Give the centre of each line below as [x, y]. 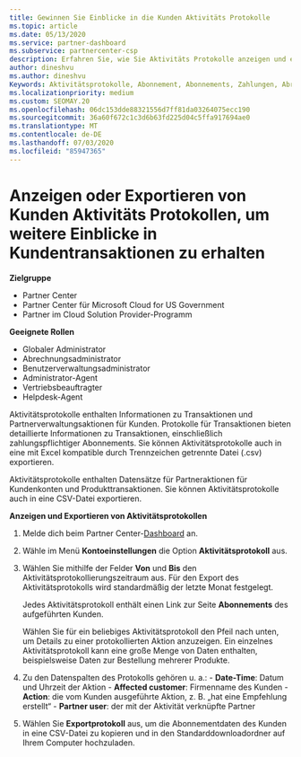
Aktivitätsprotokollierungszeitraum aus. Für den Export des [130, 577]
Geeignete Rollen [42, 331]
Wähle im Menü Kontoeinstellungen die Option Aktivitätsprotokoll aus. [155, 550]
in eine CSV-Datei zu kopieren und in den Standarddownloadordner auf [154, 733]
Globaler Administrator [64, 349]
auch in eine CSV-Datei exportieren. [75, 498]
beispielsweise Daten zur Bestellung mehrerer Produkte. [126, 660]
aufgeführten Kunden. [63, 614]
